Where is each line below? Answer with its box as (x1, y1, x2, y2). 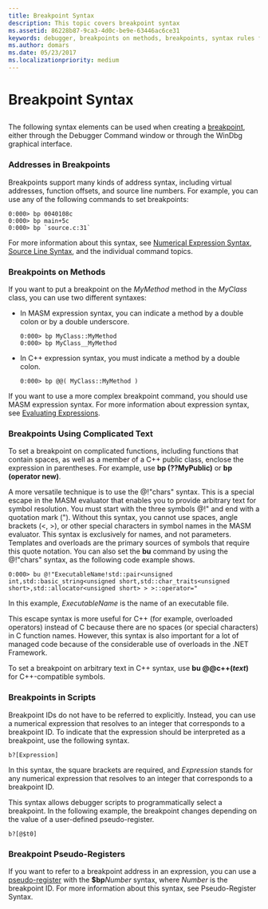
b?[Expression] (8, 751, 59, 759)
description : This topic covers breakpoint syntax (8, 19, 180, 27)
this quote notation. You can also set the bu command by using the (8, 546, 229, 556)
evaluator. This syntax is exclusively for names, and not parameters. (8, 530, 231, 539)
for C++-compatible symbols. (8, 672, 106, 681)
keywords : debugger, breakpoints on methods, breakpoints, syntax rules (8, 34, 255, 42)
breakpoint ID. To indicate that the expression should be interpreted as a (8, 727, 246, 736)
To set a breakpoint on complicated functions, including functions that (8, 447, 239, 456)
